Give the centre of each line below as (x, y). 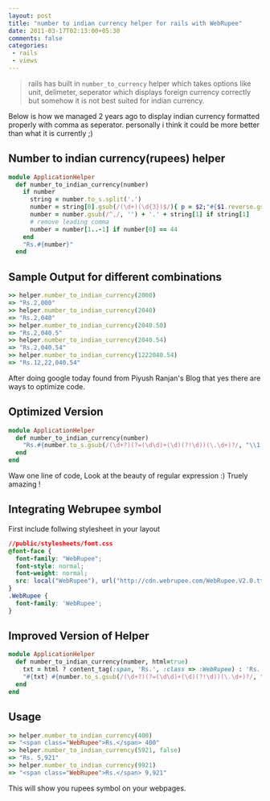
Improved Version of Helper (79, 636)
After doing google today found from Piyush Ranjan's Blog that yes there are (135, 378)
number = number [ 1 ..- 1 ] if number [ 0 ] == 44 (104, 229)
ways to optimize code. (47, 386)
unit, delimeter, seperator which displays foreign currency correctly (139, 92)
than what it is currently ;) (51, 133)
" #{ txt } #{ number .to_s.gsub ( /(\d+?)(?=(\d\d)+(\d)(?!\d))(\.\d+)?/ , (140, 677)
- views (25, 61)
